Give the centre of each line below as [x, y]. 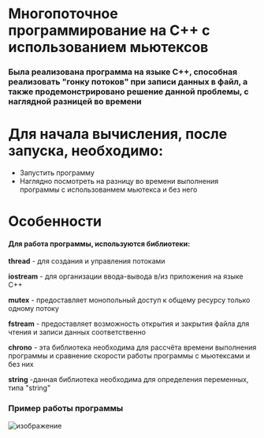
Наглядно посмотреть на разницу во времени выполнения [119, 182]
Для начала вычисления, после [118, 134]
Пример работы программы [66, 409]
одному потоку [33, 309]
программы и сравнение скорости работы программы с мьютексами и [129, 356]
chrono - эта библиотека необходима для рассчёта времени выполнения [132, 347]
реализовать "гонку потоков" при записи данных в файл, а [128, 82]
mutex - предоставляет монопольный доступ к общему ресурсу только [129, 300]
